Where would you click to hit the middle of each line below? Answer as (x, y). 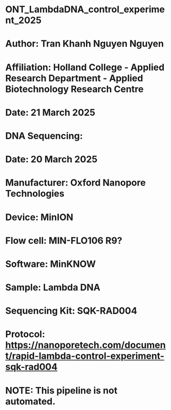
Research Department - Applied (74, 78)
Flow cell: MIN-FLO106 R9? (64, 241)
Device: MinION (39, 217)
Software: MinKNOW (51, 264)
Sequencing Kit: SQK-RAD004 (71, 311)
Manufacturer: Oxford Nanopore (76, 183)
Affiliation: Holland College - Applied (85, 67)
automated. (30, 401)
